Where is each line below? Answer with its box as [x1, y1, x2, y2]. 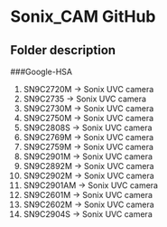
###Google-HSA [10, 66, 73, 77]
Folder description [10, 43, 116, 58]
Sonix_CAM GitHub [10, 6, 156, 27]
